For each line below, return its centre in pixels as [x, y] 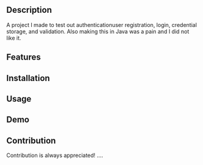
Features [24, 57]
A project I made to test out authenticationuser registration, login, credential [102, 25]
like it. [14, 38]
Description [29, 10]
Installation [28, 78]
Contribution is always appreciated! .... [55, 155]
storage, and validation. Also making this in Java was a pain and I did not [98, 31]
